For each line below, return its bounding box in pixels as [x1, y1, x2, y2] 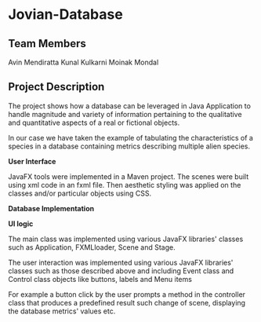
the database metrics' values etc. [8, 306, 116, 316]
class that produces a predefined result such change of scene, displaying [8, 298, 245, 307]
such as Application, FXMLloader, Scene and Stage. [8, 242, 176, 252]
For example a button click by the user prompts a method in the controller [8, 289, 245, 299]
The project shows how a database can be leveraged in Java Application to [8, 101, 251, 111]
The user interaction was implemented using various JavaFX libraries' [8, 258, 234, 267]
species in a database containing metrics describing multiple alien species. [8, 141, 251, 151]
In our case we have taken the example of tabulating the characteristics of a [8, 133, 253, 142]
